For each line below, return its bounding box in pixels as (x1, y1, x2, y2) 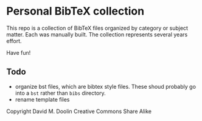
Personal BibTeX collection (6, 4, 145, 18)
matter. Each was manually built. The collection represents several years (6, 30, 188, 38)
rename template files (15, 95, 70, 103)
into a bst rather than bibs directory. (15, 89, 106, 97)
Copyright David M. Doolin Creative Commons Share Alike (6, 108, 152, 115)
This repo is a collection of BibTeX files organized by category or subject (6, 24, 189, 32)
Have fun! (6, 49, 31, 56)
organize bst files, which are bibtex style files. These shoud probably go (15, 83, 197, 90)
